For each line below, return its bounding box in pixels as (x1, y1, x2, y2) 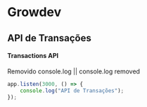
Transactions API (7, 52, 58, 60)
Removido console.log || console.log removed (7, 67, 141, 76)
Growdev (7, 4, 62, 20)
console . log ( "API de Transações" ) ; (20, 87, 124, 94)
